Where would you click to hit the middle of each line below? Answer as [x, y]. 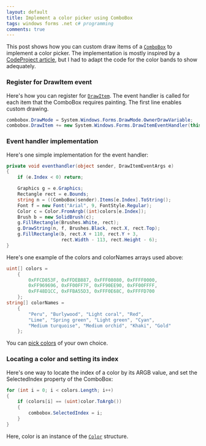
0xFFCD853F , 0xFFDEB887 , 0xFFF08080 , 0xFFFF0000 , [93, 280]
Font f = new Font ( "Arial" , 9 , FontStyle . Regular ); [85, 205]
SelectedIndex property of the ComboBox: [60, 379]
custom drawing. [28, 109]
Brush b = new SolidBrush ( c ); [56, 217]
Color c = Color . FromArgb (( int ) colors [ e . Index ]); [82, 211]
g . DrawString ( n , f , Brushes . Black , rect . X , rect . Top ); [89, 229]
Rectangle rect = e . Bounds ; [53, 194]
